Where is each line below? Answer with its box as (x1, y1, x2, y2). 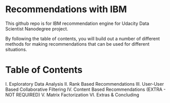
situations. (5, 46, 27, 52)
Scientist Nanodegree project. (5, 25, 68, 31)
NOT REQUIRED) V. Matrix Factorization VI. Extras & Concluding (5, 91, 139, 97)
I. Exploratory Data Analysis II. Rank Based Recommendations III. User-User (5, 81, 164, 87)
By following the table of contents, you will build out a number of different (5, 36, 160, 42)
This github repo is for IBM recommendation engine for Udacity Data (5, 20, 150, 26)
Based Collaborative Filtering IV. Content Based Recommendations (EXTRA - (5, 86, 166, 92)
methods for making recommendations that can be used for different (5, 41, 150, 47)
